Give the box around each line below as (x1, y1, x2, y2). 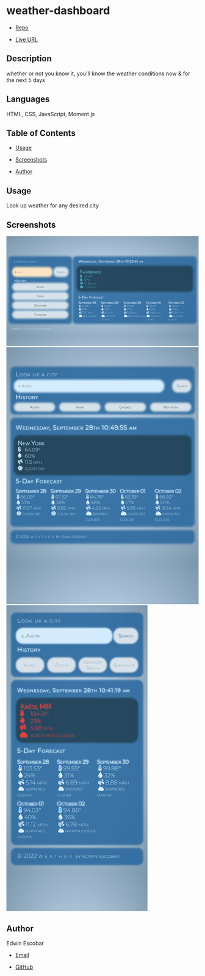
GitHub (15, 963, 34, 970)
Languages (6, 94, 50, 105)
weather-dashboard (6, 4, 110, 18)
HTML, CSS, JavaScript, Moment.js (6, 110, 95, 117)
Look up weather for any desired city (6, 202, 99, 209)
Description (6, 53, 52, 64)
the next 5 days (6, 76, 46, 83)
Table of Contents (6, 128, 76, 138)
